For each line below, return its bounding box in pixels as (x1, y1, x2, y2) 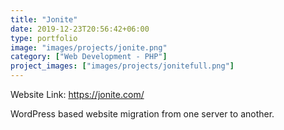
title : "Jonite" (10, 14, 78, 25)
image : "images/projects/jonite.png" (10, 42, 168, 53)
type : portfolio (10, 33, 78, 43)
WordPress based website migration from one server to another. (10, 108, 275, 120)
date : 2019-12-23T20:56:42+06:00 (10, 24, 150, 34)
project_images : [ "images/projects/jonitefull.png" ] (10, 61, 235, 71)
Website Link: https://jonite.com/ (10, 89, 145, 100)
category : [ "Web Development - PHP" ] (10, 52, 168, 62)
